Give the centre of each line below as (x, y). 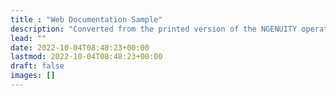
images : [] (33, 76)
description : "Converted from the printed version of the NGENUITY (154, 29)
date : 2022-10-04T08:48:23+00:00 (80, 47)
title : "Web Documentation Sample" (86, 19)
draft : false (37, 66)
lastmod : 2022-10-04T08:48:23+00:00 (86, 57)
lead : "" (28, 38)
